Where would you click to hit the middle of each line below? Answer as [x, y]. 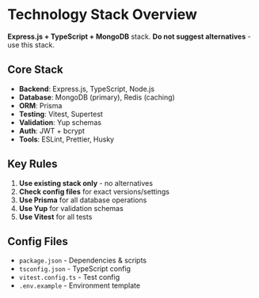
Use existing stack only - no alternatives [86, 183]
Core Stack [36, 70]
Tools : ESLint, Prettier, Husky [67, 139]
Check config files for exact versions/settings [94, 191]
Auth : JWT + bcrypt [51, 130]
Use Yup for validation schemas [71, 208]
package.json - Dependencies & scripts [83, 260]
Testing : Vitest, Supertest [61, 114]
